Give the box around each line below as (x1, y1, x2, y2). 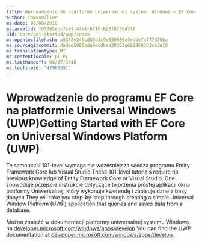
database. (6, 207, 31, 214)
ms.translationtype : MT (6, 48, 66, 54)
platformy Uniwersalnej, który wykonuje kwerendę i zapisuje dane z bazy (6, 187, 188, 195)
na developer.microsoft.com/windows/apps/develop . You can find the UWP (6, 225, 191, 232)
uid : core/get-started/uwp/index (6, 31, 90, 37)
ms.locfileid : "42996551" (6, 64, 71, 71)
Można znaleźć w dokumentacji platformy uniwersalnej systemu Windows (6, 218, 189, 226)
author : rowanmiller (6, 14, 58, 20)
